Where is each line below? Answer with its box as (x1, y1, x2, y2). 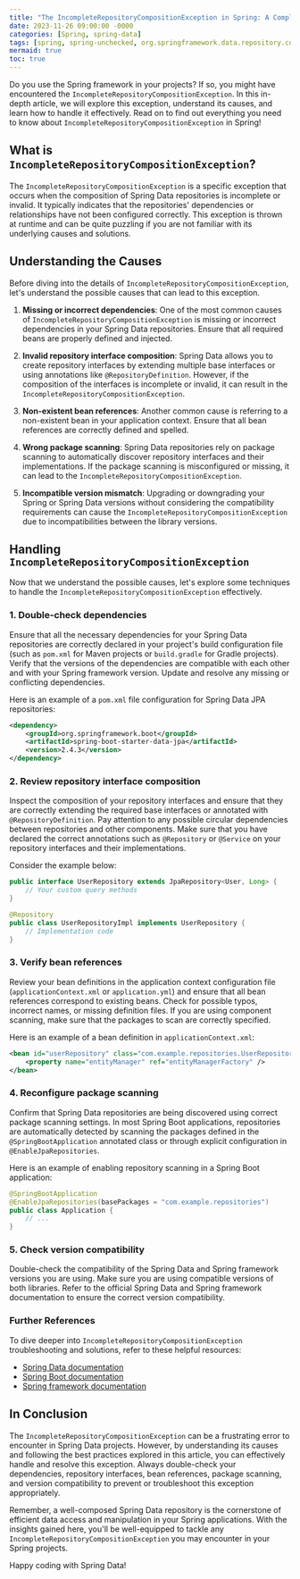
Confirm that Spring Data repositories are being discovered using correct (9, 1107, 279, 1117)
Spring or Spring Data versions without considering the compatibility (21, 497, 275, 507)
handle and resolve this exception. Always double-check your (9, 1458, 237, 1469)
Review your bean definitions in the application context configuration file (9, 976, 276, 987)
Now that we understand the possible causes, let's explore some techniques (9, 577, 290, 588)
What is (9, 143, 54, 158)
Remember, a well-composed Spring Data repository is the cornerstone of (9, 1504, 281, 1515)
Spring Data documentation (21, 1361, 124, 1372)
